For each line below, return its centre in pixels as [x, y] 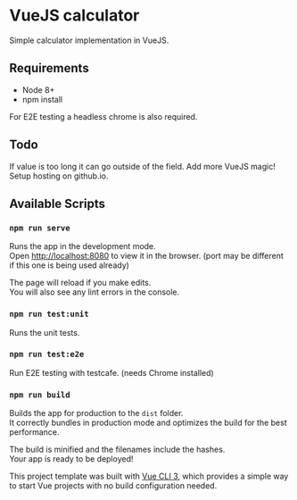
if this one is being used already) [69, 265]
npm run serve [40, 228]
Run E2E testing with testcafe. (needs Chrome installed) [111, 372]
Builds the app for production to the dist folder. [96, 413]
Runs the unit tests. [45, 332]
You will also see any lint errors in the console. [95, 292]
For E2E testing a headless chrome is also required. [103, 116]
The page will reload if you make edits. [80, 283]
